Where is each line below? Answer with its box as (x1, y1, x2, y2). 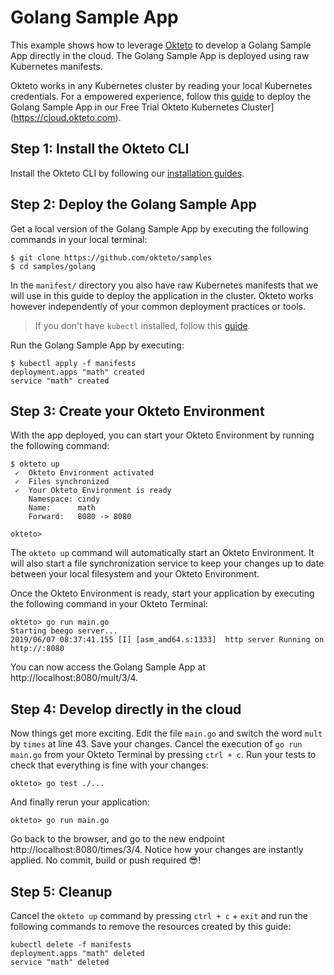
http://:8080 (10, 644, 65, 654)
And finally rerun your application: (10, 796, 150, 808)
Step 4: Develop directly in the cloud (10, 701, 242, 718)
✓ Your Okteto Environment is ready (14, 486, 172, 496)
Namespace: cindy (28, 494, 101, 505)
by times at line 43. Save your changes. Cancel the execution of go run (10, 738, 303, 750)
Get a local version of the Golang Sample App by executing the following (10, 222, 309, 235)
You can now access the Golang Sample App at (10, 661, 206, 673)
